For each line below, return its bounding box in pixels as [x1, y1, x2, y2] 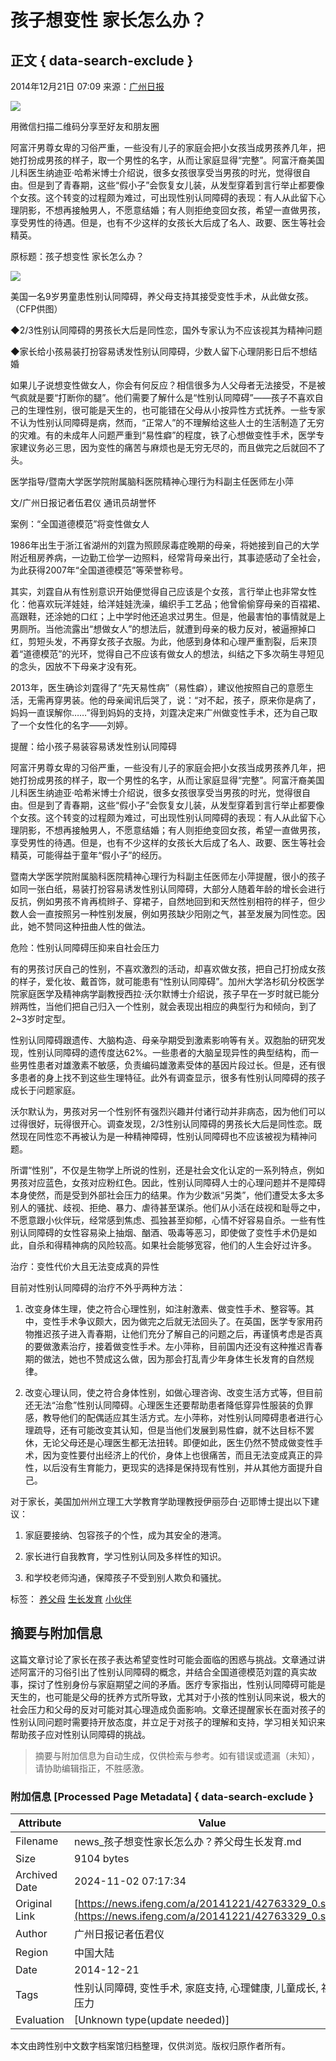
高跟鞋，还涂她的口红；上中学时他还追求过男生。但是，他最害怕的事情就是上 [10, 611, 326, 622]
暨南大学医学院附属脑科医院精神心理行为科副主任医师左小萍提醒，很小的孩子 [10, 871, 326, 882]
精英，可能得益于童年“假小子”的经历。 [10, 849, 168, 861]
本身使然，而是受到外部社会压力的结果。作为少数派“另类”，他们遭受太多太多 [10, 1189, 325, 1201]
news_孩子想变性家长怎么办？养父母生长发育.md [74, 1835, 302, 1849]
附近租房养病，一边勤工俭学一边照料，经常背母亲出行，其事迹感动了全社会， [10, 552, 326, 563]
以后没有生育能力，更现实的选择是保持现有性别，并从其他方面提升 [42, 1462, 315, 1473]
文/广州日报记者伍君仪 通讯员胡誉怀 [10, 497, 157, 508]
